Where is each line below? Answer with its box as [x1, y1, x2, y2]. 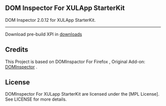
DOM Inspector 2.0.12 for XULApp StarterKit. [5, 17, 96, 23]
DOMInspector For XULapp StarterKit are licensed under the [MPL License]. [5, 91, 160, 97]
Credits [5, 45, 29, 54]
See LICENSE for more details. [5, 96, 67, 103]
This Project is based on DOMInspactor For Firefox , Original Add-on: [5, 59, 146, 65]
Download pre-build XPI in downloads [5, 31, 83, 37]
